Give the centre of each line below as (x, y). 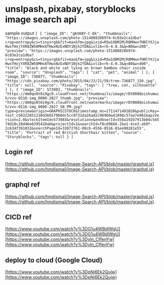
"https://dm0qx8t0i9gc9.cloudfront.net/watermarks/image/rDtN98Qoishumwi (82, 102)
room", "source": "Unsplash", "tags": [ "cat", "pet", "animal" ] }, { (80, 72)
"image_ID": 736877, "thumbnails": (41, 77)
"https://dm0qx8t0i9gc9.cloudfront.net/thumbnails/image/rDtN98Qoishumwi (82, 94)
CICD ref (18, 217)
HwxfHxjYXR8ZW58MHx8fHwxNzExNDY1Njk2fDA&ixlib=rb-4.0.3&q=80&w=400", (78, 63)
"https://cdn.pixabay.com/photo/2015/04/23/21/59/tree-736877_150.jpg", (81, 81)
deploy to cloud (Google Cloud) (54, 260)
